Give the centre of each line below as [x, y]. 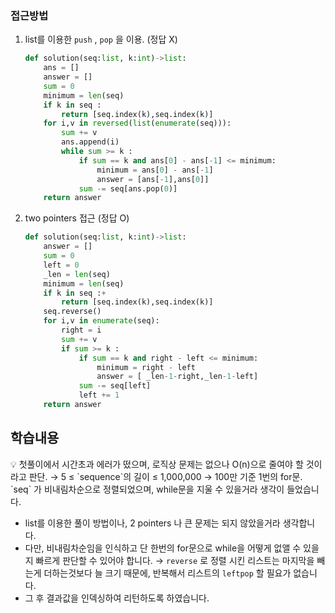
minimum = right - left [146, 367]
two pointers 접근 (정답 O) [77, 218]
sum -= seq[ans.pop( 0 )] [128, 188]
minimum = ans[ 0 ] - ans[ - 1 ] [155, 170]
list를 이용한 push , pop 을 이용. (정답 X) [101, 39]
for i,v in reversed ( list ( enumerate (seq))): [137, 123]
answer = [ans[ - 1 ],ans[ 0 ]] [153, 179]
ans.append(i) [90, 142]
